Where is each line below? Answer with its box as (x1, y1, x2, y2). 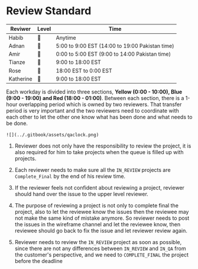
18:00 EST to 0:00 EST (56, 67, 112, 74)
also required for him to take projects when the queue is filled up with (14, 149, 184, 156)
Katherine (8, 75, 33, 82)
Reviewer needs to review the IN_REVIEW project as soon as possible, (14, 239, 182, 246)
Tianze (8, 59, 25, 66)
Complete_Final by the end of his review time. (14, 173, 126, 180)
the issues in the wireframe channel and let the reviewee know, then (14, 221, 181, 228)
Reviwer (10, 25, 31, 33)
